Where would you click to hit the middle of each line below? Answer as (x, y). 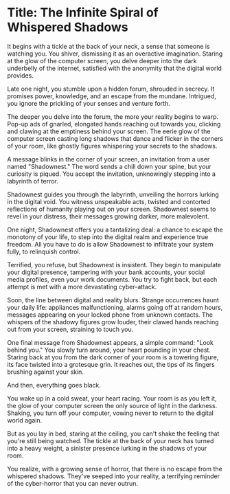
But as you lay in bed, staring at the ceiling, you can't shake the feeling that (113, 434)
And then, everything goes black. (54, 385)
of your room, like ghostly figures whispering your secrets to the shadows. (112, 146)
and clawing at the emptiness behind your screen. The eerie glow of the (109, 131)
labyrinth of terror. (33, 181)
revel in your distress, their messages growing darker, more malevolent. (108, 216)
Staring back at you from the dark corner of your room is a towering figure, (113, 357)
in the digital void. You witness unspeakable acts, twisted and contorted (109, 201)
